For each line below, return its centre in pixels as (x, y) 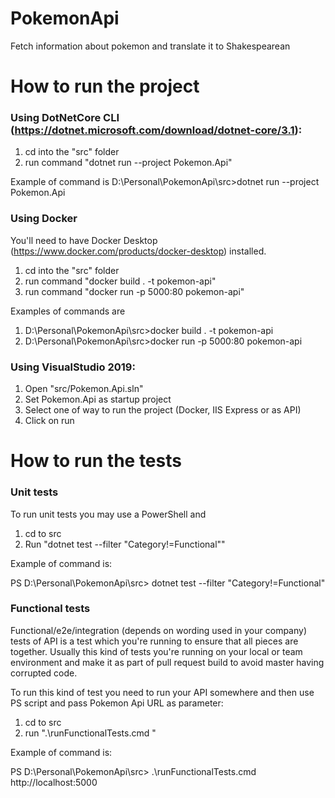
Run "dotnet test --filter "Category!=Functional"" (125, 544)
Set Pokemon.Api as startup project (98, 399)
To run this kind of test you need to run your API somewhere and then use (162, 692)
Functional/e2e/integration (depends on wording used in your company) (159, 630)
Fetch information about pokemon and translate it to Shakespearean (150, 46)
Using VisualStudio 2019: (73, 367)
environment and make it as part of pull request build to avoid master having (167, 662)
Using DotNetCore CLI (65, 118)
